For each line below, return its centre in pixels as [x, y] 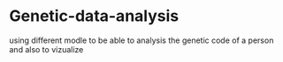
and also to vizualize [46, 49]
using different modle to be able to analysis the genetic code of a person [141, 40]
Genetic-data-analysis [94, 16]
